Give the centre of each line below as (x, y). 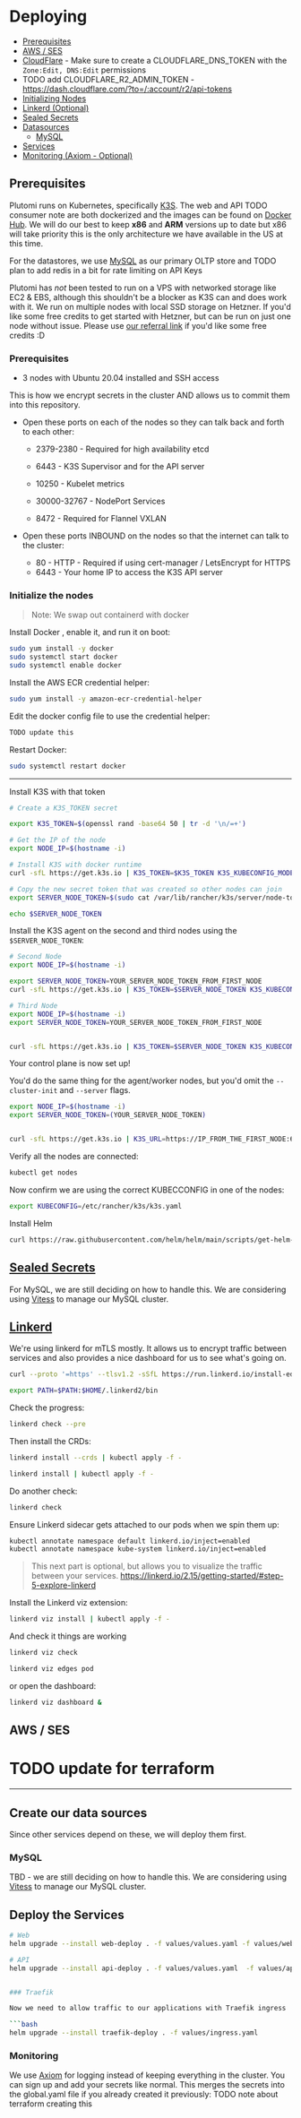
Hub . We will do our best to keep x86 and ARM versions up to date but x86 (148, 224)
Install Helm (31, 1223)
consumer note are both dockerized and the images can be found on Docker (150, 215)
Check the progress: (47, 1408)
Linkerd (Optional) (56, 108)
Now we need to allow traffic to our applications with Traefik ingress (148, 2009)
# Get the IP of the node (57, 840)
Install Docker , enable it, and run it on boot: (90, 633)
